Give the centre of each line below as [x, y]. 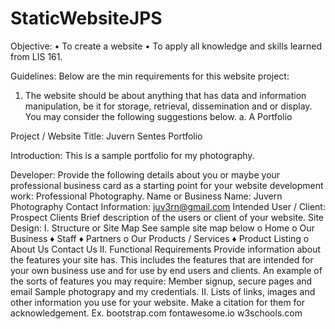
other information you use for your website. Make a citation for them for [158, 302]
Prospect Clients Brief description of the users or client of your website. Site [167, 217]
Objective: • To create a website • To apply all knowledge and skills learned [166, 46]
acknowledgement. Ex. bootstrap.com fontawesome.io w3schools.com [156, 313]
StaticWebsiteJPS [86, 18]
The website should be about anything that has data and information [165, 95]
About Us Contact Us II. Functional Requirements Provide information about [166, 249]
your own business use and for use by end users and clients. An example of [166, 270]
